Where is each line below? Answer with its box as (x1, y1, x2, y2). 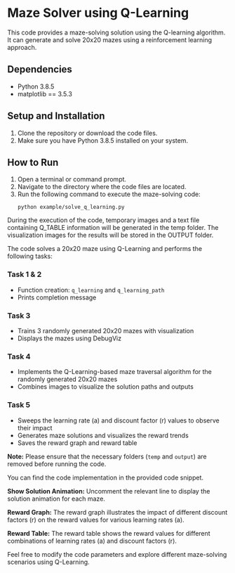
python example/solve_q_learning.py (17, 204, 125, 211)
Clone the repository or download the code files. (17, 129, 158, 137)
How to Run (7, 156, 59, 168)
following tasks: (7, 252, 53, 261)
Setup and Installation (7, 110, 105, 122)
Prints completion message (17, 293, 97, 302)
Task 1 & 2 (7, 269, 42, 279)
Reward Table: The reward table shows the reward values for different (7, 529, 210, 537)
